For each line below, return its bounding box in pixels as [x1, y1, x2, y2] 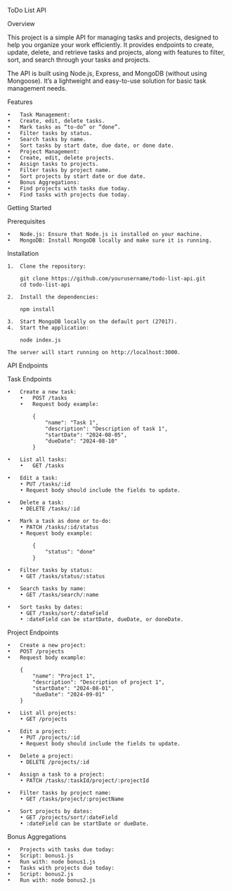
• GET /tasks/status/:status [20, 573, 105, 580]
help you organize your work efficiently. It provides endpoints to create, [7, 41, 214, 48]
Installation [7, 249, 39, 257]
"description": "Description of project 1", [32, 679, 165, 686]
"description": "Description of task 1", [44, 425, 169, 432]
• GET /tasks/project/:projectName [20, 795, 124, 802]
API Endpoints [7, 361, 49, 370]
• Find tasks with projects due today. [7, 191, 131, 198]
